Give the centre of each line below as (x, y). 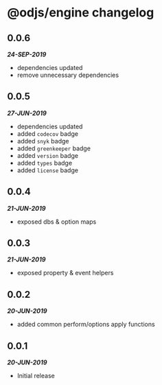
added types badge (45, 163)
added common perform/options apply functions (86, 325)
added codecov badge (48, 133)
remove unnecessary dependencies (68, 75)
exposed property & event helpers (65, 273)
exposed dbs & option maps (57, 222)
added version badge (48, 155)
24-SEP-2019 (27, 54)
